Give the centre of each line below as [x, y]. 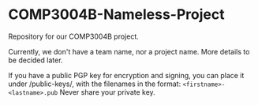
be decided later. [36, 60]
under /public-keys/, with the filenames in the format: [95, 84]
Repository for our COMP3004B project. [74, 36]
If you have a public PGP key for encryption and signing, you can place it [126, 75]
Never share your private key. [107, 92]
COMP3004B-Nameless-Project [116, 15]
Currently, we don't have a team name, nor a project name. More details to [129, 51]
